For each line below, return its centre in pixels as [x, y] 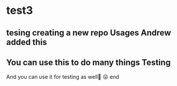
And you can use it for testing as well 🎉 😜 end [63, 77]
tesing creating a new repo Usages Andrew [89, 33]
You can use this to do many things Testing [88, 62]
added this [26, 42]
